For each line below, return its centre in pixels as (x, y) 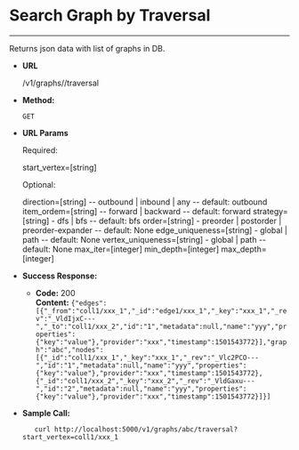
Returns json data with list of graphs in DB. (87, 48)
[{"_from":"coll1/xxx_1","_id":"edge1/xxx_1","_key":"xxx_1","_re (161, 311)
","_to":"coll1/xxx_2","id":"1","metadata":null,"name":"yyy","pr (161, 326)
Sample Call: (46, 413)
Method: (38, 100)
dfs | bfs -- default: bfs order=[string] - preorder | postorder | (169, 221)
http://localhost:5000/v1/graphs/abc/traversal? (146, 429)
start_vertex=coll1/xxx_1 (70, 437)
